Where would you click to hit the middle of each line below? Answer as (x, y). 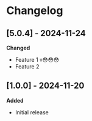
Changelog (35, 11)
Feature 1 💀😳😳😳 (37, 60)
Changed (18, 48)
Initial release (32, 112)
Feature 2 (27, 67)
